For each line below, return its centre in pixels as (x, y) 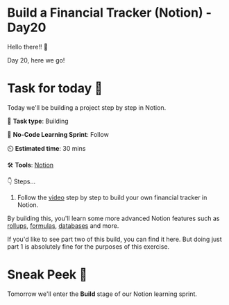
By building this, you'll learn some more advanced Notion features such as (113, 218)
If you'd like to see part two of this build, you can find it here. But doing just (114, 239)
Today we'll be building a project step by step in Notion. (87, 107)
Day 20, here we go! (36, 60)
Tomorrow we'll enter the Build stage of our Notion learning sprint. (102, 294)
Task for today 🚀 (55, 89)
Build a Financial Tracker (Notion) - (109, 13)
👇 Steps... (22, 181)
